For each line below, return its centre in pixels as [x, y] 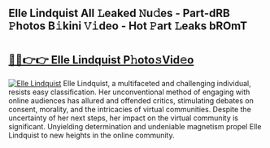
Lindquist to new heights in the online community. [91, 135]
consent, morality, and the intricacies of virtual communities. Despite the [130, 109]
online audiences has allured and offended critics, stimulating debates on [131, 100]
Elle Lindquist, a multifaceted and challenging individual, [157, 83]
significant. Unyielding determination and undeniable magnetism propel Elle [135, 126]
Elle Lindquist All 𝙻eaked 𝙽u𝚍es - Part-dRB [119, 13]
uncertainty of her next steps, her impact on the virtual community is [123, 118]
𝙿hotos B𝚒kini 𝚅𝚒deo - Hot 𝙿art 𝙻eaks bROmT [128, 26]
